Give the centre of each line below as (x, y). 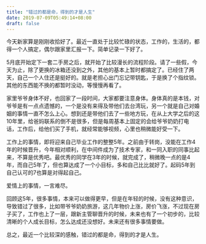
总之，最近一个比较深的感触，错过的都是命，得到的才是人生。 (84, 235)
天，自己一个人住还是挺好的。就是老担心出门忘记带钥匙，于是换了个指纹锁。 (103, 78)
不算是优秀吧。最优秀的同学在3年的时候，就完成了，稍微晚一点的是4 (104, 158)
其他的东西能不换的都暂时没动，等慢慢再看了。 (65, 85)
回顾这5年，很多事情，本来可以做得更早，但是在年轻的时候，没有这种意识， (102, 199)
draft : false (23, 23)
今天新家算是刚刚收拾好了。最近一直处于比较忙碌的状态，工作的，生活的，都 (103, 42)
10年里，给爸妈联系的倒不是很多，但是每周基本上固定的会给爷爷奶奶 (93, 121)
